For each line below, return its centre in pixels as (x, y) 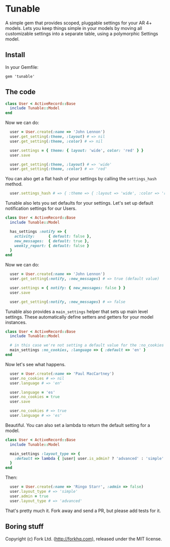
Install (15, 55)
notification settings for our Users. (41, 209)
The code (20, 92)
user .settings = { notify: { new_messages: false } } (68, 288)
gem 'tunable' (20, 76)
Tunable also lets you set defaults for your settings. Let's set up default (79, 203)
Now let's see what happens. (35, 364)
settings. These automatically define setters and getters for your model (79, 317)
